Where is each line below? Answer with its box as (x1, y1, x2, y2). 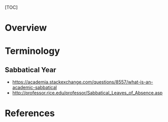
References (5, 108, 55, 119)
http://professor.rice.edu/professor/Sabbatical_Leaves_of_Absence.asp (12, 90, 163, 96)
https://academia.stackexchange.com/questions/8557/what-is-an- (12, 79, 153, 85)
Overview (5, 22, 47, 34)
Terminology (5, 45, 60, 57)
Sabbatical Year (5, 66, 57, 74)
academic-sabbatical (12, 84, 57, 90)
